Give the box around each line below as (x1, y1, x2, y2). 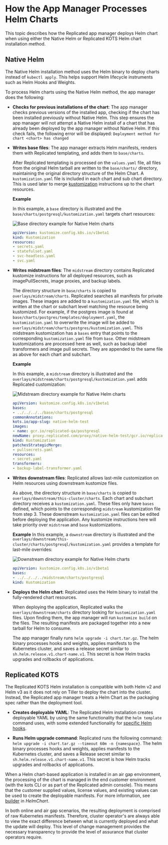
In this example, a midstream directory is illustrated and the (12, 371, 133, 377)
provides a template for (112, 541, 160, 547)
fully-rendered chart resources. (12, 594, 77, 600)
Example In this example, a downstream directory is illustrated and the (12, 531, 155, 537)
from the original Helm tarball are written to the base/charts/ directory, (12, 165, 158, 171)
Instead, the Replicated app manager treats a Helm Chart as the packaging (5, 694, 159, 700)
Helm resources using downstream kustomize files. (12, 480, 118, 486)
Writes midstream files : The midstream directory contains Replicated (12, 267, 154, 273)
